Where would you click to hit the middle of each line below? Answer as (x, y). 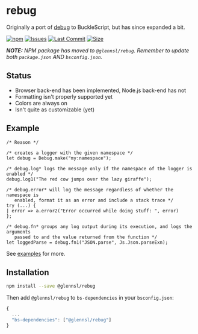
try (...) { (21, 205)
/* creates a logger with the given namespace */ (70, 153)
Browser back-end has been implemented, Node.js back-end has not (101, 90)
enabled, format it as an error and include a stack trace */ (94, 200)
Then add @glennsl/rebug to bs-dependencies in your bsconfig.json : (90, 298)
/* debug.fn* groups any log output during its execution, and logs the (99, 226)
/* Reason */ (23, 142)
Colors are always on (41, 103)
